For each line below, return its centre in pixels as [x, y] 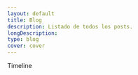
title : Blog [25, 20]
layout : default [31, 14]
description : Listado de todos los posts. [70, 26]
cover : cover [26, 46]
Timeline [20, 66]
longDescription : [33, 33]
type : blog [23, 40]
